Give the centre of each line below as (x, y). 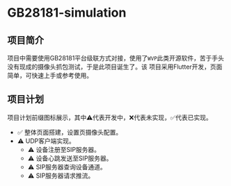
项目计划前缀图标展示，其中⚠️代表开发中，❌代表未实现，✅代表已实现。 (110, 117)
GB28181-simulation (67, 13)
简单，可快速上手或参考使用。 (50, 75)
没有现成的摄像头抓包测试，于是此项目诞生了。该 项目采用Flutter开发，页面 (115, 67)
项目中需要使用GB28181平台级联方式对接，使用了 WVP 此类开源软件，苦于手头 (116, 58)
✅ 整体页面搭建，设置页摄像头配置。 (70, 132)
